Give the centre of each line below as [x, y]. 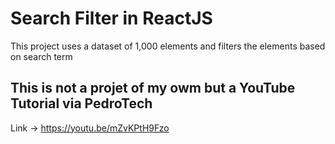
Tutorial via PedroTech [81, 103]
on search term [41, 56]
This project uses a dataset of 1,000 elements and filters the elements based [168, 46]
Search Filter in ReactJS [111, 18]
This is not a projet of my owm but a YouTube [153, 88]
